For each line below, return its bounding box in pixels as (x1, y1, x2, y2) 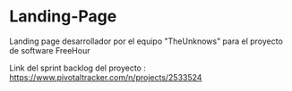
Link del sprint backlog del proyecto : (9, 62, 146, 73)
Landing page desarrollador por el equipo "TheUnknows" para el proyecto (9, 36, 284, 46)
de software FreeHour (9, 45, 90, 55)
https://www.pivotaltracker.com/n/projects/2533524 (9, 71, 202, 82)
